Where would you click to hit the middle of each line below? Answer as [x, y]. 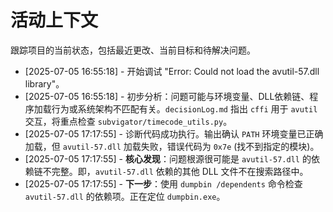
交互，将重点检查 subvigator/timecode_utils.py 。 [128, 121]
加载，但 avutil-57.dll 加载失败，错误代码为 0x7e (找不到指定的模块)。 [172, 146]
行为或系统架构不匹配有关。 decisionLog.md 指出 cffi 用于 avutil [184, 108]
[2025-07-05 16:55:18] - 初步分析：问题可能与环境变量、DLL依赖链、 [167, 96]
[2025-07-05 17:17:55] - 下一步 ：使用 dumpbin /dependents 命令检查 [163, 183]
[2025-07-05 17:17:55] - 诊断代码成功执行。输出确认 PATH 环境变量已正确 [174, 133]
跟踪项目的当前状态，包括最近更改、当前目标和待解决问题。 [133, 50]
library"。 [44, 83]
